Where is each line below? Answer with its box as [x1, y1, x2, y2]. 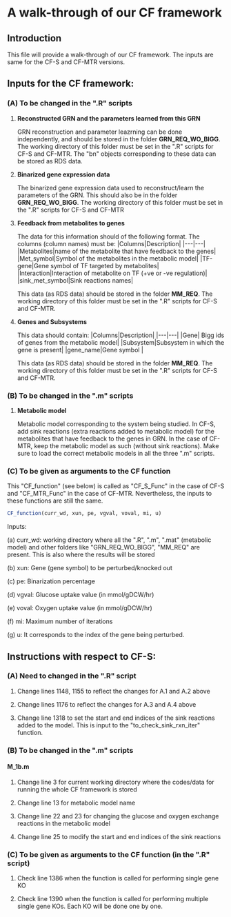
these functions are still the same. [7, 496, 103, 505]
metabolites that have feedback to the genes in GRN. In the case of [17, 434, 208, 443]
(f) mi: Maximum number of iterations [7, 617, 113, 625]
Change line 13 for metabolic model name [17, 798, 136, 807]
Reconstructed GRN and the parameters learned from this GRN [17, 114, 201, 122]
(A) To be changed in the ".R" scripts [7, 99, 132, 108]
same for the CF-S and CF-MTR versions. [7, 58, 125, 66]
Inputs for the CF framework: [7, 78, 134, 90]
